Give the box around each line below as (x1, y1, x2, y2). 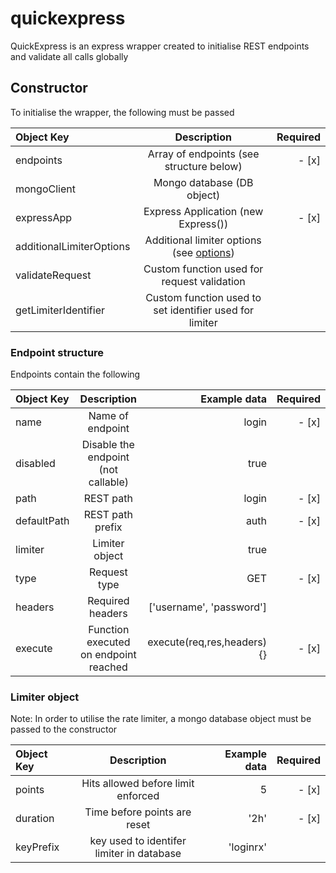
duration (15, 812, 55, 826)
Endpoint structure (10, 345, 105, 359)
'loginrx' (228, 840, 267, 854)
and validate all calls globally (10, 50, 129, 62)
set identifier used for (153, 303, 255, 317)
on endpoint (79, 648, 137, 662)
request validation (161, 274, 246, 288)
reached (88, 660, 128, 674)
